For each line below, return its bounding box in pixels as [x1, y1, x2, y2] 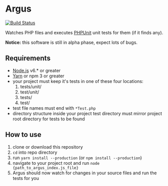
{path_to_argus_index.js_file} [12, 165, 79, 170]
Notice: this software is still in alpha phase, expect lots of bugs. [5, 39, 138, 45]
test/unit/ [20, 89, 39, 95]
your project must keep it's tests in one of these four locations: [12, 78, 144, 84]
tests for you [12, 175, 39, 181]
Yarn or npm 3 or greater [12, 73, 65, 79]
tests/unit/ [20, 83, 42, 89]
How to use [5, 130, 41, 139]
